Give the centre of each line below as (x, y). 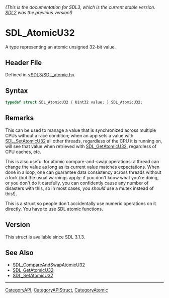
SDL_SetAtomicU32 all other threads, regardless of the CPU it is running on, (84, 141)
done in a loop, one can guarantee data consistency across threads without (83, 172)
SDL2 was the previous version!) (39, 12)
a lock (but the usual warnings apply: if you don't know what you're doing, (82, 177)
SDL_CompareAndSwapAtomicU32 (49, 265)
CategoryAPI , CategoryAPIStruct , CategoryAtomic (57, 290)
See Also (19, 253)
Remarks (20, 118)
